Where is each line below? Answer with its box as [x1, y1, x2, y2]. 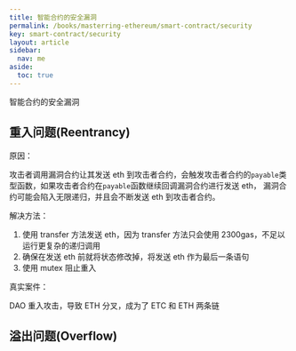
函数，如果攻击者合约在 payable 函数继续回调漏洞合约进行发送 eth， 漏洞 [16, 179, 280, 191]
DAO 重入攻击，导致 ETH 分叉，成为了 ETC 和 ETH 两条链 [9, 299, 220, 311]
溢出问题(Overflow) [9, 328, 118, 343]
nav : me [17, 54, 46, 63]
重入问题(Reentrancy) [9, 125, 131, 140]
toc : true [17, 71, 53, 80]
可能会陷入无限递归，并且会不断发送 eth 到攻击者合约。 [16, 191, 220, 202]
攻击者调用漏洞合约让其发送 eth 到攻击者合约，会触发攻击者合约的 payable [9, 169, 280, 179]
